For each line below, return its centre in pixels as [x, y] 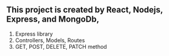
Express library [34, 34]
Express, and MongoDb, [53, 20]
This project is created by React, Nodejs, [84, 10]
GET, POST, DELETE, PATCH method [61, 46]
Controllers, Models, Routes [50, 40]
